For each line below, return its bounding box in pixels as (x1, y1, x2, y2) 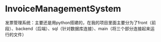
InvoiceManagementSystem (5, 3, 121, 14)
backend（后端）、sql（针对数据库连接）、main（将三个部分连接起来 (15, 25, 151, 31)
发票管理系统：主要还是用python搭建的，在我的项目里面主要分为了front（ (5, 20, 152, 25)
